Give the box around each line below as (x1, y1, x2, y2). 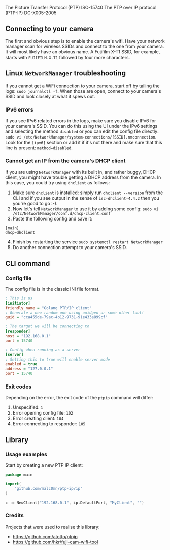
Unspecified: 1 (12, 404, 43, 410)
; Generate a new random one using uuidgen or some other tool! (5, 310, 144, 315)
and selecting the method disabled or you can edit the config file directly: (5, 128, 159, 134)
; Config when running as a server (5, 347, 81, 352)
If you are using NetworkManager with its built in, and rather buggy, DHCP (5, 169, 156, 175)
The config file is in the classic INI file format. (5, 286, 100, 292)
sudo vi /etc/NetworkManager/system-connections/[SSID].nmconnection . (5, 133, 157, 140)
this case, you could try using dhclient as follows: (5, 180, 110, 186)
